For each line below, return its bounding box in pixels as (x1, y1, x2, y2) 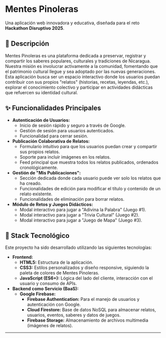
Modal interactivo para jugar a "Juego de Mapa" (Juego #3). (19, 217, 142, 223)
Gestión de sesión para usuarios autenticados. (19, 127, 115, 133)
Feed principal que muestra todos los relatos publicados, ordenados (19, 159, 159, 165)
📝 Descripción (5, 40, 49, 48)
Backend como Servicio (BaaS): (12, 286, 79, 292)
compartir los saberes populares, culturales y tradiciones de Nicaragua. (5, 58, 151, 64)
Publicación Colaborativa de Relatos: (12, 138, 90, 144)
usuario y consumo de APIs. (19, 281, 77, 286)
